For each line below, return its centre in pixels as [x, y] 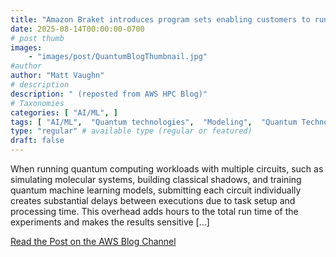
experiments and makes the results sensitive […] [110, 222]
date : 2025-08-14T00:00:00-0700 [77, 29]
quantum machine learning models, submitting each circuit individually [156, 190]
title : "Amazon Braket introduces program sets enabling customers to [160, 19]
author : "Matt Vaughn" [57, 76]
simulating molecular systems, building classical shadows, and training [156, 179]
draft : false [37, 141]
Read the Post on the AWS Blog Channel [93, 241]
